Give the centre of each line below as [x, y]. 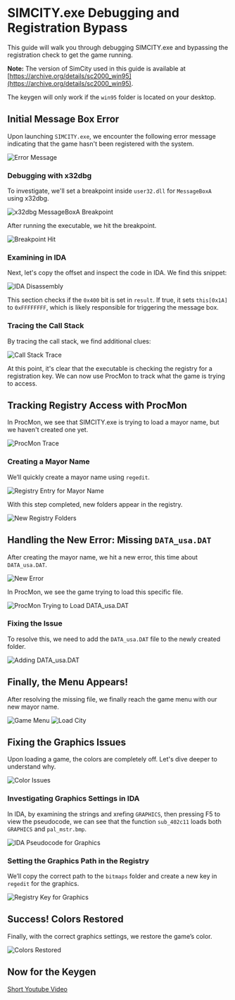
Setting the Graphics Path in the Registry [78, 861]
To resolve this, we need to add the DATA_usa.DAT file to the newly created [114, 639]
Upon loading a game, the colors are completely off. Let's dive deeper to [113, 759]
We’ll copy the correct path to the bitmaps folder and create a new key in [112, 876]
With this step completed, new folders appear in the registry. [95, 504]
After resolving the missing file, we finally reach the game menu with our [112, 699]
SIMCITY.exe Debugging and [93, 13]
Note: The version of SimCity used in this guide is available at [97, 68]
